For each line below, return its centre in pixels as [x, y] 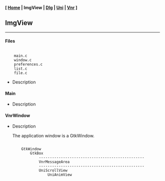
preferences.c [28, 65]
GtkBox [37, 154]
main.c [21, 56]
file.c [21, 73]
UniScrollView [53, 171]
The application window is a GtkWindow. [53, 136]
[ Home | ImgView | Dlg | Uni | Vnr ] [41, 8]
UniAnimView [60, 175]
